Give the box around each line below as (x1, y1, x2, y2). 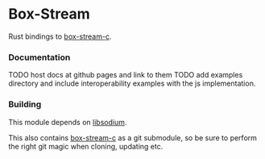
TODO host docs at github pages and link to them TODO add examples (8, 70, 243, 80)
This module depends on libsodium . (8, 117, 127, 127)
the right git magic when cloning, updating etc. (8, 141, 164, 151)
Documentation (8, 52, 71, 63)
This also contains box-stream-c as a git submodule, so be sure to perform (8, 132, 258, 142)
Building (8, 98, 42, 110)
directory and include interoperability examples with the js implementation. (8, 78, 256, 89)
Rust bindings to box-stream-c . (8, 31, 112, 41)
